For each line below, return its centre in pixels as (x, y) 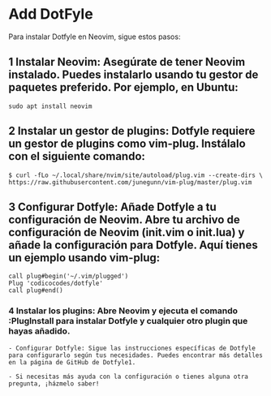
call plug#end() (36, 291)
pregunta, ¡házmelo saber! (54, 383)
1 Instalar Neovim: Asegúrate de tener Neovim (127, 62)
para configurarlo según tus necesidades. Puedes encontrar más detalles (136, 355)
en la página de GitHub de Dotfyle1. (72, 362)
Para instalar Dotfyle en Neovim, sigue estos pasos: (95, 37)
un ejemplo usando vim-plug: (84, 258)
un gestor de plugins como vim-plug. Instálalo (127, 144)
